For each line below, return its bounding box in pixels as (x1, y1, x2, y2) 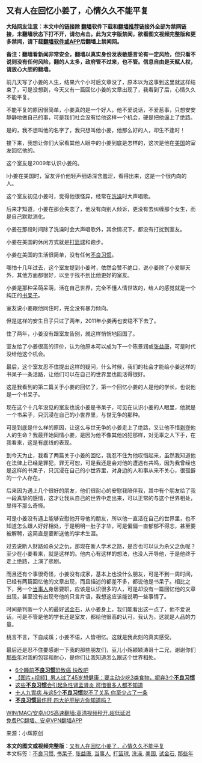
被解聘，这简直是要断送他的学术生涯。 (6, 529, 101, 537)
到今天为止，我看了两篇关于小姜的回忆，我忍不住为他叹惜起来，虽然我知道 (6, 451, 191, 458)
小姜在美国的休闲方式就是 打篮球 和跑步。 (6, 238, 106, 245)
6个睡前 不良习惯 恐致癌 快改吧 (14, 666, 89, 673)
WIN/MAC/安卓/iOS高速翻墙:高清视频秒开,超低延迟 (6, 709, 131, 716)
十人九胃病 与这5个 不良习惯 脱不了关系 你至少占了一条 (14, 689, 148, 696)
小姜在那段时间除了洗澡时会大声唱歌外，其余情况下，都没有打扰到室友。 (6, 225, 185, 233)
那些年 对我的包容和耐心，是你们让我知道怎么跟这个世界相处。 (6, 654, 159, 661)
